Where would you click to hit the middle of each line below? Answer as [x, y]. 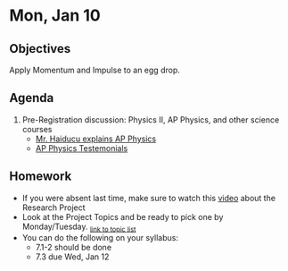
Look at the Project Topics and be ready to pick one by [123, 216]
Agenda [32, 98]
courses [37, 129]
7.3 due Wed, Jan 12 [72, 257]
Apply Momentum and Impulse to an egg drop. [95, 70]
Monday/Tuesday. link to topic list [79, 227]
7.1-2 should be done [74, 248]
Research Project [54, 207]
